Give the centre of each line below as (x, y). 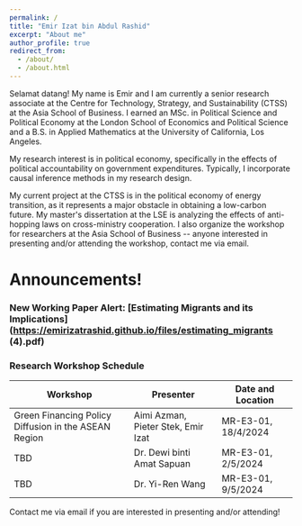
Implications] (39, 319)
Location (254, 400)
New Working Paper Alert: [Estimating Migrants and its (131, 307)
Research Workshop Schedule (77, 366)
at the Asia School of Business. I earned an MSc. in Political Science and (143, 113)
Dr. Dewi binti (162, 453)
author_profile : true (50, 43)
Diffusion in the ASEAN (62, 427)
